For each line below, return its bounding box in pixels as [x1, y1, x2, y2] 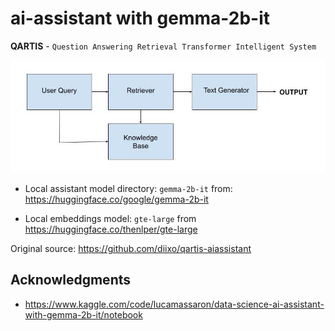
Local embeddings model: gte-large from [24, 212, 197, 224]
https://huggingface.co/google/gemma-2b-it [24, 193, 209, 205]
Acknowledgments [10, 272, 132, 289]
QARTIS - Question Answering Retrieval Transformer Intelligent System [10, 40, 317, 52]
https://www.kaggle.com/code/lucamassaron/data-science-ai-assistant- [24, 298, 325, 310]
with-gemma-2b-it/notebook [24, 308, 143, 321]
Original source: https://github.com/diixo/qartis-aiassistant [10, 242, 252, 254]
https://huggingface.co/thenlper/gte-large [24, 223, 198, 235]
